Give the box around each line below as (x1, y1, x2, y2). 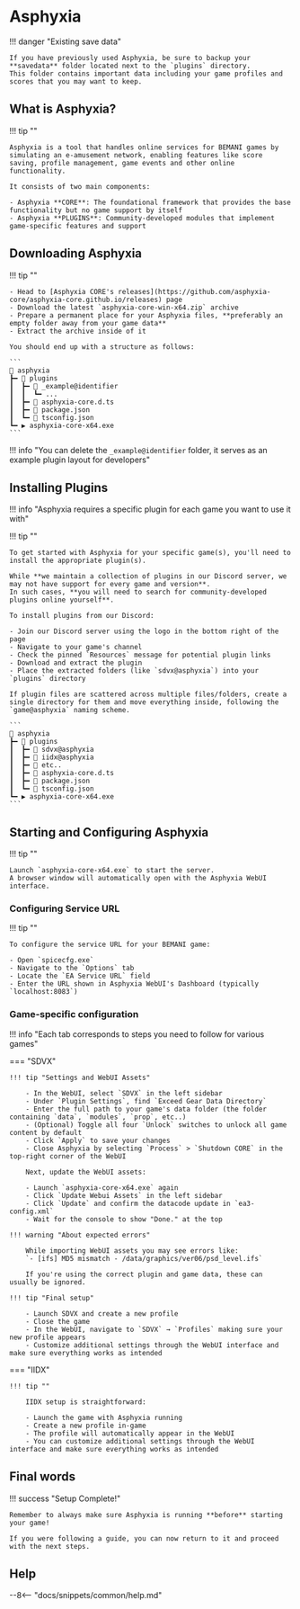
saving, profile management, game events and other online (9, 158, 235, 167)
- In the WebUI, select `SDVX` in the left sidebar (25, 1088, 223, 1098)
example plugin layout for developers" (9, 454, 151, 465)
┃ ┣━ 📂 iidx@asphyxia (9, 753, 94, 762)
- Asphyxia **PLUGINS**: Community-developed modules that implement (9, 213, 276, 222)
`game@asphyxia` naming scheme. (9, 706, 130, 715)
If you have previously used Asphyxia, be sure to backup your (9, 53, 251, 62)
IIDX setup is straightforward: (25, 1397, 146, 1407)
